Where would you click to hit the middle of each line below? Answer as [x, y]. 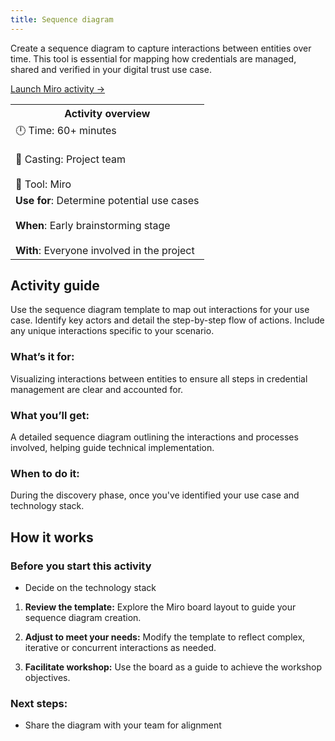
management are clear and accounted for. [97, 389]
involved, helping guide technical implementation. [112, 448]
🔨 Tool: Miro [43, 184]
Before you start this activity [81, 566]
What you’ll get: [50, 415]
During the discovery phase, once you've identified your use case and [155, 495]
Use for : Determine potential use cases [107, 200]
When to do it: [45, 473]
